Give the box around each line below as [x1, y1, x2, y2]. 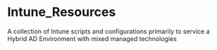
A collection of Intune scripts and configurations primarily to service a [7, 27, 210, 35]
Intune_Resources [7, 4, 116, 20]
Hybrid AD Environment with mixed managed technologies [7, 34, 178, 42]
